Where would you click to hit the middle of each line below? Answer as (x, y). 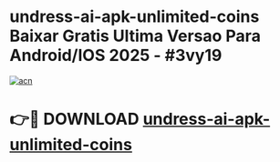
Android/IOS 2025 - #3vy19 (116, 56)
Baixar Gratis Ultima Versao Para (135, 36)
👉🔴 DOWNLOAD (74, 119)
